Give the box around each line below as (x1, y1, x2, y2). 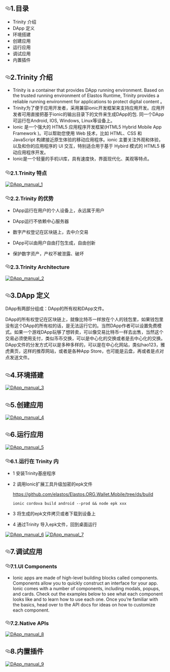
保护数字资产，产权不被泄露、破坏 (12, 250, 84, 257)
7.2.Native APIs (10, 620, 49, 627)
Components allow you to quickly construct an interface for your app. (12, 580, 158, 586)
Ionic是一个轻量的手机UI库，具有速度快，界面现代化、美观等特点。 (12, 155, 152, 162)
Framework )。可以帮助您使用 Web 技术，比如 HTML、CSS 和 (12, 130, 142, 136)
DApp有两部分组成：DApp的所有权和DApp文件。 (5, 306, 107, 312)
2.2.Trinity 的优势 (10, 195, 54, 202)
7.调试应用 (10, 548, 43, 556)
